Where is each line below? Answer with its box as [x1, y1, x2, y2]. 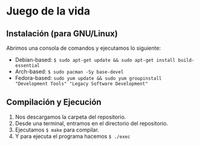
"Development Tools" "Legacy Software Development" [15, 81, 148, 87]
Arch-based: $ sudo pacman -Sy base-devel [15, 68, 124, 75]
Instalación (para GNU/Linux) [6, 28, 118, 39]
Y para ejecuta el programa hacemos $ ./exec [15, 132, 131, 140]
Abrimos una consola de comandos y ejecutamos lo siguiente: [6, 44, 161, 51]
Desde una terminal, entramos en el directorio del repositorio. [15, 119, 168, 127]
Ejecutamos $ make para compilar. [15, 126, 100, 133]
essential [15, 62, 40, 68]
